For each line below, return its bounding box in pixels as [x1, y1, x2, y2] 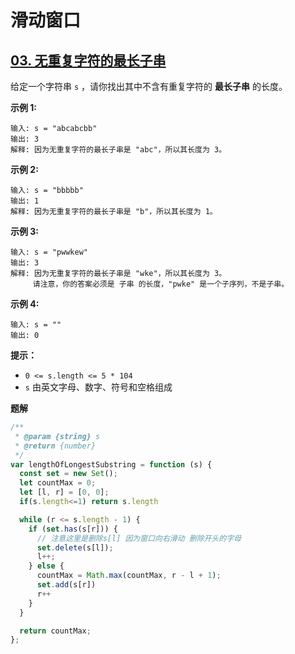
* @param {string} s [14, 431, 101, 441]
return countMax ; [19, 626, 92, 636]
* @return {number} [14, 441, 97, 451]
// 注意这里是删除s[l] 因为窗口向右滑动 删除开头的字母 [36, 533, 242, 543]
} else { [28, 561, 65, 571]
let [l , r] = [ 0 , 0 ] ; [19, 487, 110, 498]
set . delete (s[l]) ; [36, 542, 114, 553]
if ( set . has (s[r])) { [28, 524, 118, 534]
